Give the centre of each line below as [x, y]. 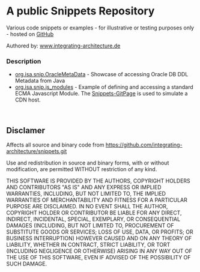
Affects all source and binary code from [55, 145]
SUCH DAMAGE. [26, 264]
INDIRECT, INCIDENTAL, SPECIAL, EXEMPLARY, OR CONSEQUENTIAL [93, 219]
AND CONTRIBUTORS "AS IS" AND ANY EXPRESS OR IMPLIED [84, 187]
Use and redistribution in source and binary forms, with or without [88, 163]
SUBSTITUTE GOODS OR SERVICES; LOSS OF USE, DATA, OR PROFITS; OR [100, 232]
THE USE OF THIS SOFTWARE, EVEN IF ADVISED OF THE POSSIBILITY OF [98, 258]
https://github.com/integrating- [144, 145]
